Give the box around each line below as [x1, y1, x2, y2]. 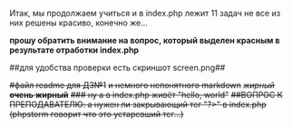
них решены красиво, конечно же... [9, 17, 148, 28]
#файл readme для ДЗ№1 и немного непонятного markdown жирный [9, 80, 275, 90]
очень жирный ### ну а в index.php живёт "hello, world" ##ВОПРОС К [9, 90, 283, 100]
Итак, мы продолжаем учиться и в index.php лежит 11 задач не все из [9, 8, 281, 18]
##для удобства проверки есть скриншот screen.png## [9, 63, 226, 73]
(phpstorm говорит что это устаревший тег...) [9, 109, 184, 119]
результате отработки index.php [9, 44, 139, 55]
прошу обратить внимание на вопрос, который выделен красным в [9, 35, 280, 45]
